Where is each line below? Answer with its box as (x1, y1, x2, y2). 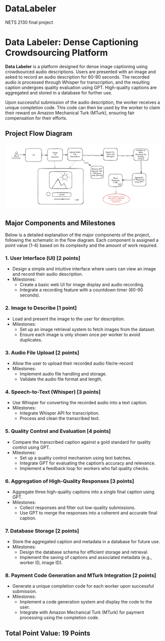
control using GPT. (12, 444, 50, 450)
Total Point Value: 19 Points (5, 629, 90, 638)
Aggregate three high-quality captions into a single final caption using (12, 489, 155, 495)
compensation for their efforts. (5, 115, 68, 121)
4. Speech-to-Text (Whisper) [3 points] (5, 388, 101, 395)
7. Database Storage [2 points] (5, 527, 79, 534)
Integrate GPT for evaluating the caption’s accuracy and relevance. (19, 460, 156, 466)
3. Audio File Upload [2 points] (5, 349, 80, 356)
